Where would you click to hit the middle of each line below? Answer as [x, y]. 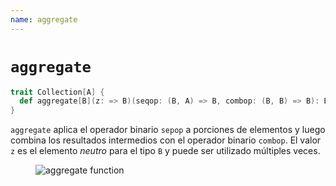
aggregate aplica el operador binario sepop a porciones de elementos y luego [168, 130]
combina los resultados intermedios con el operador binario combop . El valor [166, 140]
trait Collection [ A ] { [57, 92]
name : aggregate [44, 19]
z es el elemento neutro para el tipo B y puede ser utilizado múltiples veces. [165, 151]
